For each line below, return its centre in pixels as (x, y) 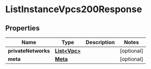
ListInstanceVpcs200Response (74, 9)
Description (100, 42)
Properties (23, 28)
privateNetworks (29, 51)
